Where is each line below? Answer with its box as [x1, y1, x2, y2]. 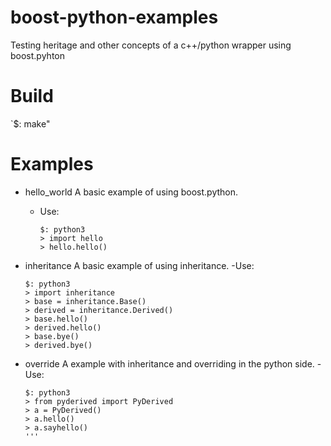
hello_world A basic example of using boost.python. [24, 186, 239, 198]
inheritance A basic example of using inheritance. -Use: [24, 259, 255, 271]
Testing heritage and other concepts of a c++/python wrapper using [10, 39, 292, 51]
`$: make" [10, 117, 51, 130]
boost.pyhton [10, 49, 65, 61]
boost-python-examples [10, 6, 219, 29]
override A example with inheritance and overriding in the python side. [24, 357, 315, 370]
